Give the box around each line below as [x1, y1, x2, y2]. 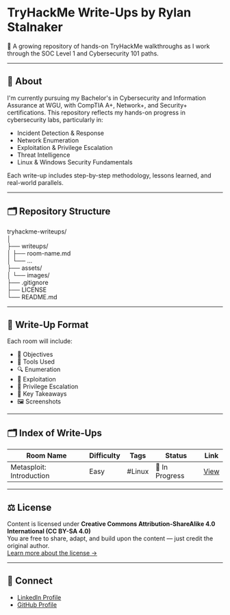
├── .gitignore [7, 278, 49, 286]
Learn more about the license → [7, 549, 98, 557]
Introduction [10, 471, 50, 481]
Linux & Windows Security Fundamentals [16, 158, 133, 166]
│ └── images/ [7, 271, 50, 279]
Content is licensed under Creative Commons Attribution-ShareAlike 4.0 [7, 520, 216, 528]
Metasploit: [10, 462, 47, 472]
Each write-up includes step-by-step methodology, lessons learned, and [7, 171, 212, 179]
